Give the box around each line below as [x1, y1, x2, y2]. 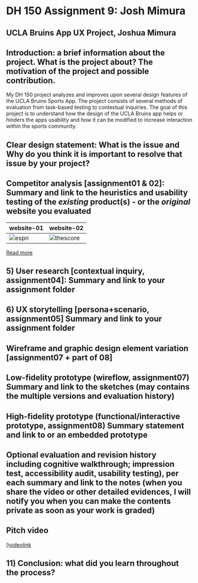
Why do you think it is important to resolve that [6, 149, 183, 159]
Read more [6, 249, 33, 256]
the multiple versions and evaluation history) [6, 391, 175, 401]
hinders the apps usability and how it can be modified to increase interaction [6, 117, 193, 124]
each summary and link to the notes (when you [6, 478, 183, 488]
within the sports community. [6, 123, 77, 130]
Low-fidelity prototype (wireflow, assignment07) [6, 373, 190, 383]
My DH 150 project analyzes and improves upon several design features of [6, 91, 188, 98]
